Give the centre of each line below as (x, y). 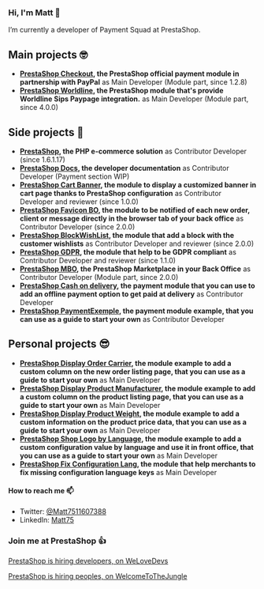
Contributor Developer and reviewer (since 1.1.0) (97, 260)
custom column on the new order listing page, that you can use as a (132, 372)
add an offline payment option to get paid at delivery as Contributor (131, 294)
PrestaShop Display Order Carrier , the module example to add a (125, 363)
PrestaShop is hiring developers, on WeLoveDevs (88, 561)
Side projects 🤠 (46, 132)
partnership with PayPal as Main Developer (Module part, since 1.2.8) (133, 82)
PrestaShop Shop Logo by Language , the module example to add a (130, 439)
